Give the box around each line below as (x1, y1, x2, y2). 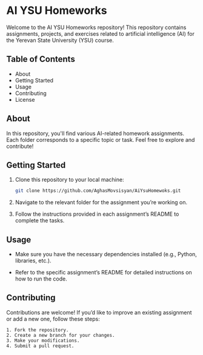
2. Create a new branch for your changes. (6, 332, 115, 338)
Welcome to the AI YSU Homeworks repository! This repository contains (6, 24, 187, 31)
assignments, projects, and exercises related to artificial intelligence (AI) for (6, 30, 195, 37)
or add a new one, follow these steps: (6, 315, 100, 322)
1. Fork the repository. (6, 327, 69, 333)
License (15, 96, 35, 103)
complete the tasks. (15, 217, 65, 224)
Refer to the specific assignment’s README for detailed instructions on (15, 269, 192, 276)
